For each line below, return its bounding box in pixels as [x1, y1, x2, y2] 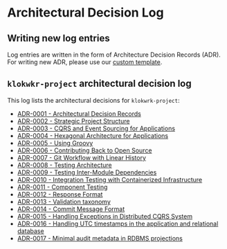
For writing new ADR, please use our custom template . [7, 58, 163, 66]
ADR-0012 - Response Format [17, 190, 103, 198]
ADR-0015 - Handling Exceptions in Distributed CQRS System [17, 212, 192, 220]
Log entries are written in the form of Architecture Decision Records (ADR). [7, 50, 221, 59]
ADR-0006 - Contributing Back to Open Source [17, 146, 152, 155]
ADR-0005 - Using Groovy [17, 139, 93, 147]
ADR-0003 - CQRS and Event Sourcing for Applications [17, 124, 175, 132]
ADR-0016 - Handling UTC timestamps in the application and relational [17, 219, 219, 228]
